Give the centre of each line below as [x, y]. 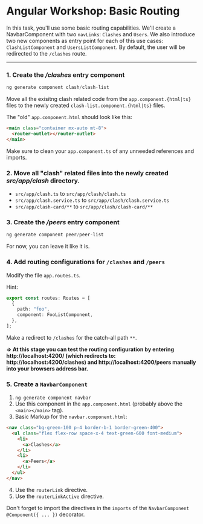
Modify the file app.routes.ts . [43, 275]
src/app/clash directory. [43, 181]
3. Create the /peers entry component [63, 222]
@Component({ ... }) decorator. [46, 514]
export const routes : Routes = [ [48, 298]
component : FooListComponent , [55, 315]
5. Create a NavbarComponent [47, 384]
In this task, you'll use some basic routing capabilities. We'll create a [91, 28]
